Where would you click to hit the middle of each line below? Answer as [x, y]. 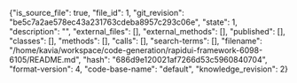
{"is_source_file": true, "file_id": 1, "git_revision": [97, 13]
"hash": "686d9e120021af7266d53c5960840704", [175, 60]
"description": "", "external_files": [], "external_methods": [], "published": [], [147, 31]
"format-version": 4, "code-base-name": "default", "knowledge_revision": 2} [148, 69]
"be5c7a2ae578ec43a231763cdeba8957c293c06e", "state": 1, [123, 22]
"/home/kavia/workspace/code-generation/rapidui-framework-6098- [136, 50]
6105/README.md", [45, 60]
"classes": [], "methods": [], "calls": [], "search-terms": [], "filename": [136, 41]
